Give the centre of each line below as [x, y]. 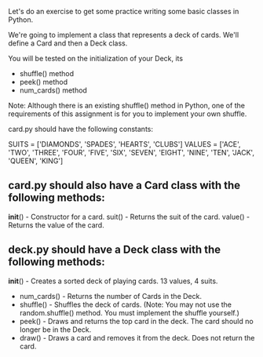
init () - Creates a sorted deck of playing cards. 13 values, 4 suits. [113, 281]
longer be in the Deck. [55, 330]
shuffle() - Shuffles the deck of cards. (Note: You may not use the [126, 304]
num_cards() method [53, 90]
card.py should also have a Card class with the [124, 186]
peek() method [44, 82]
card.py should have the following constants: [81, 129]
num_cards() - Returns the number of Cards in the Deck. [111, 296]
